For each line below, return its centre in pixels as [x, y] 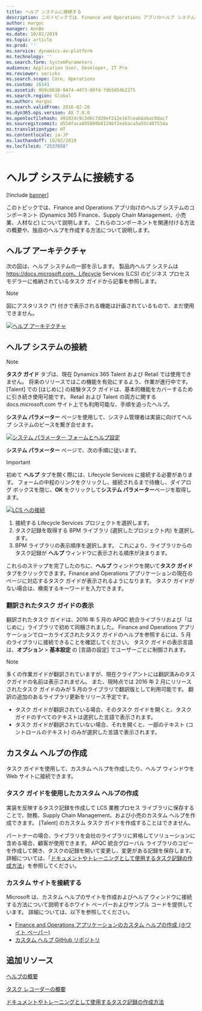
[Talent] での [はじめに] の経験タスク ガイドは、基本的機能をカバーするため [100, 390]
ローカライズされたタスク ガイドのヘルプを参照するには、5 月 [114, 635]
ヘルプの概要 [22, 976]
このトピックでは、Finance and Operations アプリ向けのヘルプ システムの [98, 207]
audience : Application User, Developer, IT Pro [67, 68]
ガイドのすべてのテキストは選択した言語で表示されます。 [85, 717]
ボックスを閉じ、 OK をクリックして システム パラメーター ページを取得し [102, 490]
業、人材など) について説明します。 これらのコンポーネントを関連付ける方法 [101, 222]
